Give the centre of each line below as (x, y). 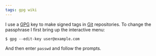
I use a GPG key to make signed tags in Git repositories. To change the (78, 24)
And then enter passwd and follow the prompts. (53, 48)
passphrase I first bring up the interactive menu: (55, 30)
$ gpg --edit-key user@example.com (43, 39)
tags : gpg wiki (21, 10)
